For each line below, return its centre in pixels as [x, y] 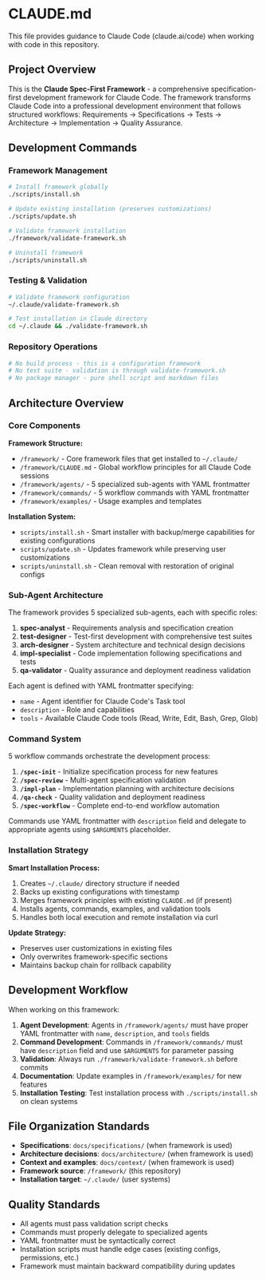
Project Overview [52, 70]
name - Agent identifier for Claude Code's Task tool [102, 701]
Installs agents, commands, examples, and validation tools [115, 909]
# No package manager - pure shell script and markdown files [113, 378]
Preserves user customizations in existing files [96, 948]
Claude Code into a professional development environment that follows [125, 105]
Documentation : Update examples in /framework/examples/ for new [131, 1075]
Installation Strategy [49, 850]
